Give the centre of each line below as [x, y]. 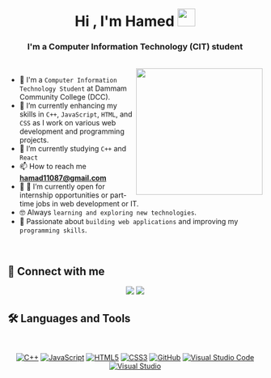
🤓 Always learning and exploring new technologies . [108, 212]
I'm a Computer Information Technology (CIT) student [135, 47]
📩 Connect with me [56, 271]
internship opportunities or [64, 195]
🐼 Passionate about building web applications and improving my [129, 222]
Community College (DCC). [65, 97]
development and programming [72, 132]
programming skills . [53, 230]
